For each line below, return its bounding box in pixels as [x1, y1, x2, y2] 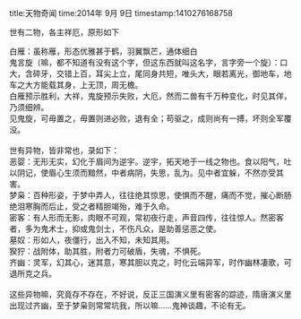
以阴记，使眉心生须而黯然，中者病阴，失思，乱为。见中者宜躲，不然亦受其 [9, 168, 284, 177]
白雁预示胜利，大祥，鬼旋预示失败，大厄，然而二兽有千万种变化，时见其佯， [9, 91, 292, 101]
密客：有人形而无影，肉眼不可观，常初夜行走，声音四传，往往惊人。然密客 [9, 212, 284, 222]
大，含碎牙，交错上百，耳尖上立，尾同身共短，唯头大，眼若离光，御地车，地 [9, 68, 292, 79]
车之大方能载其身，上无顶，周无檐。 [9, 80, 143, 90]
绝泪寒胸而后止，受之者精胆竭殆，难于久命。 [9, 201, 175, 211]
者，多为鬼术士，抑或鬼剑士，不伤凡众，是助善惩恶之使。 [9, 223, 221, 234]
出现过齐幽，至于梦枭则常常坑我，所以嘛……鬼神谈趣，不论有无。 [9, 300, 251, 311]
